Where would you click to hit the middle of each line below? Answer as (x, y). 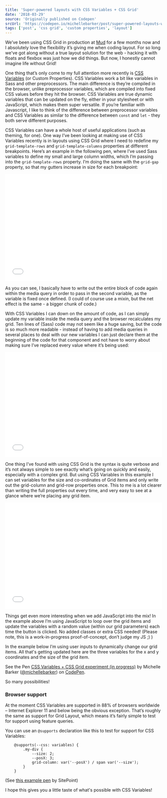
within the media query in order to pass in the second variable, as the (76, 293)
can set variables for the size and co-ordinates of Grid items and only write (82, 480)
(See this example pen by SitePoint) (42, 781)
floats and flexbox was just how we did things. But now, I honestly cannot (80, 58)
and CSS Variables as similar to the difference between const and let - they (83, 115)
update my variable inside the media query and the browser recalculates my (83, 319)
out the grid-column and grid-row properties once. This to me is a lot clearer (83, 485)
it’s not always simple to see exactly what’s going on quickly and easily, (78, 469)
